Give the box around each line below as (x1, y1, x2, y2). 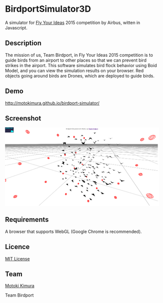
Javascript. (5, 24, 28, 30)
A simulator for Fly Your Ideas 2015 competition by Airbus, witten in (5, 20, 141, 25)
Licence (5, 243, 30, 251)
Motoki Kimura (5, 283, 35, 289)
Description (5, 39, 41, 47)
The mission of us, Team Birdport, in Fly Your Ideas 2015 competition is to (5, 52, 153, 58)
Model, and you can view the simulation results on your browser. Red (5, 68, 144, 73)
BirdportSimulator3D (5, 3, 91, 15)
